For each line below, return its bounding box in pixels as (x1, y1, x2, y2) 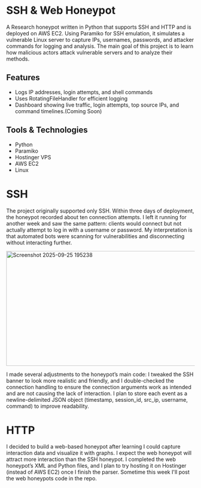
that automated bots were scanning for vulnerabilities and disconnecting (6, 232, 185, 240)
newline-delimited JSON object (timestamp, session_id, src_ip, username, (6, 396, 188, 403)
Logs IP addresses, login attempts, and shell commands (14, 88, 153, 96)
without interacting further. (6, 239, 72, 246)
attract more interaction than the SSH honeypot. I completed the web (6, 456, 176, 463)
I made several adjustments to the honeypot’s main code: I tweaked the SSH (6, 371, 194, 378)
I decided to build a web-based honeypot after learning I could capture (6, 443, 181, 450)
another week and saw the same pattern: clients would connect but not (6, 220, 182, 227)
